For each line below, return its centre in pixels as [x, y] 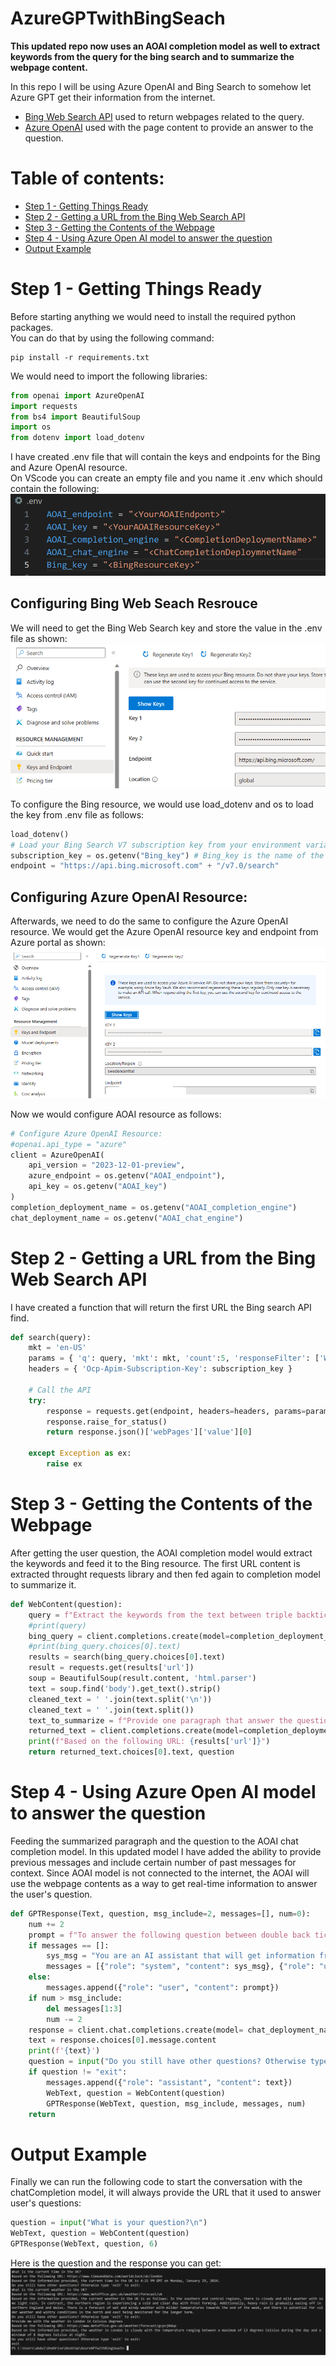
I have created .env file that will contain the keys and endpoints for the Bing [165, 457]
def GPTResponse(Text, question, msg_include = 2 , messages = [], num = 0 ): [160, 1913]
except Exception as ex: [80, 1453]
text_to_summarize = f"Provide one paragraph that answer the [160, 1720]
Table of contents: [87, 178]
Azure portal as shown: [58, 943]
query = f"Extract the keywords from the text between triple [160, 1615]
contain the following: [55, 489]
